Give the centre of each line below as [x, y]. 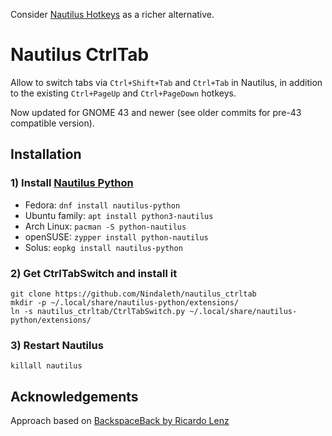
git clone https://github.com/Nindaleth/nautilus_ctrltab [133, 294]
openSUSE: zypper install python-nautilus [116, 236]
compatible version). [52, 123]
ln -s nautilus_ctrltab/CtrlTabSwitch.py [98, 311]
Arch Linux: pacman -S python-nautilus [105, 226]
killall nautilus [46, 366]
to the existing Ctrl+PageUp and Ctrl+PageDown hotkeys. [123, 93]
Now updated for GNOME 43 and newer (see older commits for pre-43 [156, 112]
